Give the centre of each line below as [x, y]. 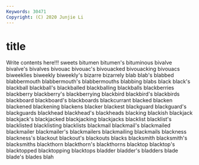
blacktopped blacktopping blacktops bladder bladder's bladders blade [92, 151]
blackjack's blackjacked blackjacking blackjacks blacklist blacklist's [89, 119]
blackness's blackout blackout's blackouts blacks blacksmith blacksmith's [97, 138]
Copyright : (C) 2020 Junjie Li [45, 17]
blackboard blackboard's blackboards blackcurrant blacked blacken [89, 101]
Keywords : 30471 [26, 12]
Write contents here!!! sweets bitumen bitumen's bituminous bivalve [89, 63]
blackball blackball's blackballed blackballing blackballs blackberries [90, 88]
